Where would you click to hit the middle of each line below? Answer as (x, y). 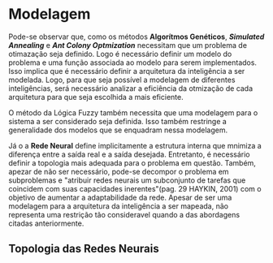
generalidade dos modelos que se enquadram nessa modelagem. (118, 130)
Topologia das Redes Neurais (84, 249)
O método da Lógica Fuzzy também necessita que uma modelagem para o (133, 112)
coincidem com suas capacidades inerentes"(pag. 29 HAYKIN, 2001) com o (135, 188)
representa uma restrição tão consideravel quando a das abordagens (124, 214)
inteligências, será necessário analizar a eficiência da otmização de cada (131, 88)
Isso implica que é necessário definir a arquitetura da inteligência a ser (127, 71)
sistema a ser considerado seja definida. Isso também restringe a (118, 121)
